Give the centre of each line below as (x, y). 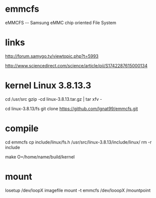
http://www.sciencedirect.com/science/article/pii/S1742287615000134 (76, 65)
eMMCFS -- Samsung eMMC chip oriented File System (61, 23)
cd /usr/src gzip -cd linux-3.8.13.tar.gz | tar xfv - (53, 99)
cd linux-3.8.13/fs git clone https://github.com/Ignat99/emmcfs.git (72, 109)
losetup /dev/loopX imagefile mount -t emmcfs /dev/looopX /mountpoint (78, 190)
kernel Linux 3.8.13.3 (48, 86)
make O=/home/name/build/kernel (40, 157)
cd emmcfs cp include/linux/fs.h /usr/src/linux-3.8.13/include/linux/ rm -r (78, 142)
